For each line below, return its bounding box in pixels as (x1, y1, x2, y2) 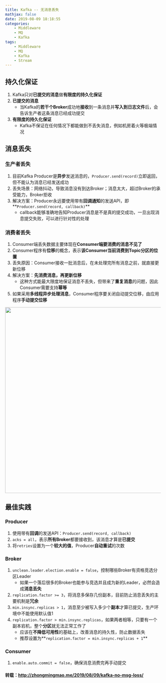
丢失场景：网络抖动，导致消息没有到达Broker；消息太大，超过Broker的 (12, 185, 157, 191)
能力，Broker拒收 (16, 191, 52, 197)
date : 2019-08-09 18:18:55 (5, 16, 61, 21)
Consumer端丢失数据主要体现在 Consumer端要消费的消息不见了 (12, 241, 142, 247)
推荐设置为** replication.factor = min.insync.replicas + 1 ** (19, 635, 148, 641)
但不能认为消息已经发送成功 (12, 179, 69, 185)
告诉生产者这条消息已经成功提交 (19, 110, 85, 116)
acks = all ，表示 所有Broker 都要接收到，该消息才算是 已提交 (12, 536, 135, 542)
